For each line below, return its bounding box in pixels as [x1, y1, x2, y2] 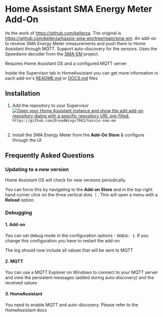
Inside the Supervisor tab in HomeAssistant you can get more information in [5, 70, 159, 76]
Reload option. [5, 197, 35, 203]
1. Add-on [5, 221, 26, 227]
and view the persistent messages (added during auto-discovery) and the [5, 274, 154, 280]
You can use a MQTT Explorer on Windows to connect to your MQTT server [5, 269, 158, 275]
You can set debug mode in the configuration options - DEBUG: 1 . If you [5, 232, 149, 238]
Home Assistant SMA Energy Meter [5, 3, 152, 15]
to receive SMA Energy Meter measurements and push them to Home [5, 40, 146, 46]
